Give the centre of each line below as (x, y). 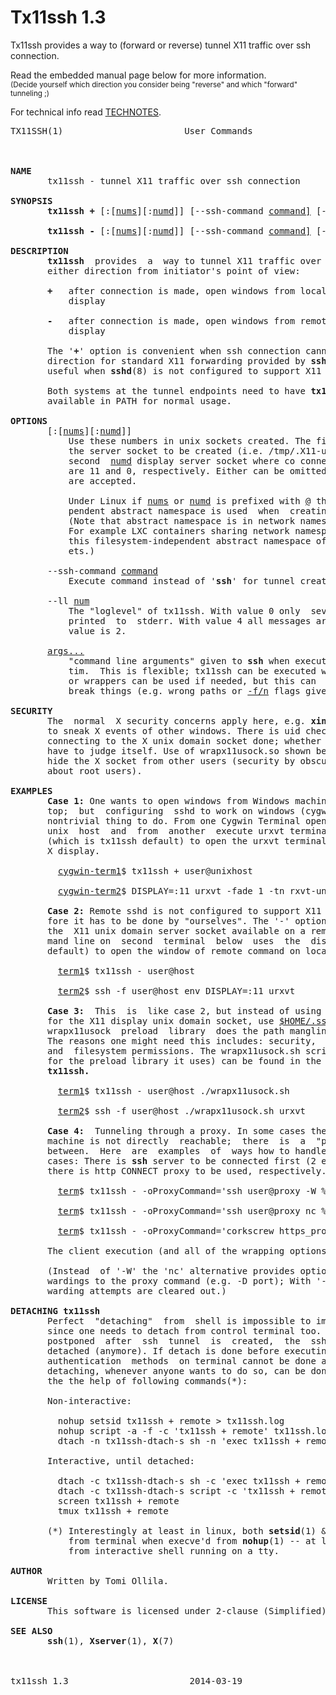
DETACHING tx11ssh (55, 1310)
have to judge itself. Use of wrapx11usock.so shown (179, 750)
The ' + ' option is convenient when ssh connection (174, 350)
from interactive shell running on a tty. (174, 1550)
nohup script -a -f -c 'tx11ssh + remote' (163, 1430)
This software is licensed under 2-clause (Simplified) (187, 1610)
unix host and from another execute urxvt (166, 830)
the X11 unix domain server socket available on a (177, 930)
